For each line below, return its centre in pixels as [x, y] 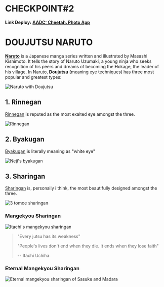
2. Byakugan [25, 139]
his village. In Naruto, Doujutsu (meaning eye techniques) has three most [80, 72]
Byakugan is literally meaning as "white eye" [50, 151]
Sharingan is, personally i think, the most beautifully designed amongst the [81, 188]
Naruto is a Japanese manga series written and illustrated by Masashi [76, 56]
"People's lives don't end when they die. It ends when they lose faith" [88, 246]
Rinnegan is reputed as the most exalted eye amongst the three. [70, 114]
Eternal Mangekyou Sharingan [42, 268]
